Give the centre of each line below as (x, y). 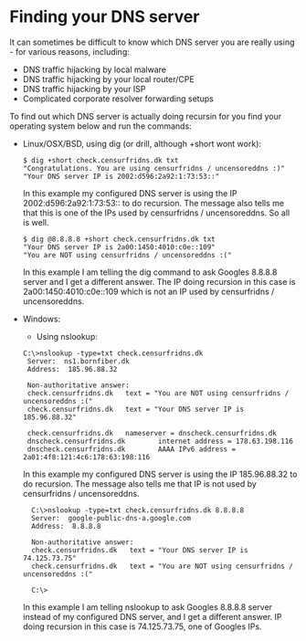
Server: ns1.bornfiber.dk (78, 361)
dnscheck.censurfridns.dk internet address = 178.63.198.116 (160, 441)
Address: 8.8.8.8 (66, 526)
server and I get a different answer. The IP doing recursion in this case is (159, 281)
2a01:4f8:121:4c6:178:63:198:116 (86, 457)
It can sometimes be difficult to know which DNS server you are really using (152, 42)
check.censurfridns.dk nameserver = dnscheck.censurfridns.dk (152, 433)
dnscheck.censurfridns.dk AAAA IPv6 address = (132, 449)
